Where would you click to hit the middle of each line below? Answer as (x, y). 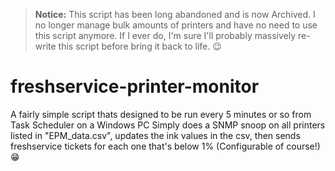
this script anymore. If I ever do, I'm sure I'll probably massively (165, 35)
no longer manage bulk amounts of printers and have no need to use (176, 25)
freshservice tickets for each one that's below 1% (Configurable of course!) (165, 146)
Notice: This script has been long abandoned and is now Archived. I (175, 14)
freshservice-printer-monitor (135, 86)
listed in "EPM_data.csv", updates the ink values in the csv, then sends (155, 135)
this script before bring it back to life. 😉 (140, 46)
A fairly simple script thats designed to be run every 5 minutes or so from (161, 114)
